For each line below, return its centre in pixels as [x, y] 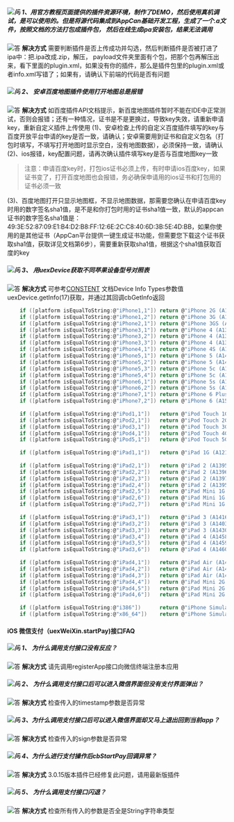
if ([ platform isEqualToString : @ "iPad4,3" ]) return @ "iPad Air [116, 575]
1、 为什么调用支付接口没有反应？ [69, 648]
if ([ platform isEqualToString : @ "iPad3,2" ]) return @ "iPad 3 [113, 524]
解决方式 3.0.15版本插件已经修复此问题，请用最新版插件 [101, 775]
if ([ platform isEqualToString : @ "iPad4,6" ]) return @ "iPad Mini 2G [123, 595]
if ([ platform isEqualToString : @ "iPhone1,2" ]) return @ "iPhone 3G [118, 317]
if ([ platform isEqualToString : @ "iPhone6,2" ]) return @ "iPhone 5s [118, 388]
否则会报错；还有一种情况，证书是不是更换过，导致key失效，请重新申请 [122, 119]
